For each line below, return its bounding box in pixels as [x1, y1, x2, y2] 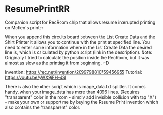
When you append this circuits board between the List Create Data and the [5, 34, 156, 40]
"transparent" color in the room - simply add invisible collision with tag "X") [5, 94, 157, 100]
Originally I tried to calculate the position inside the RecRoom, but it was [5, 54, 150, 60]
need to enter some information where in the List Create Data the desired [5, 44, 152, 50]
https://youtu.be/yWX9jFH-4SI [5, 74, 67, 80]
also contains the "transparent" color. [5, 104, 81, 110]
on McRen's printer [5, 24, 44, 30]
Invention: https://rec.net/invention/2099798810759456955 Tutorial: [5, 69, 143, 75]
